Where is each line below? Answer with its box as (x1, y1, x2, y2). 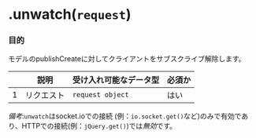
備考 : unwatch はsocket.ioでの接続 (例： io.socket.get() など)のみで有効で (8, 111, 242, 121)
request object (72, 90, 129, 100)
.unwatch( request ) (8, 5, 132, 24)
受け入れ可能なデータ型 (72, 74, 160, 85)
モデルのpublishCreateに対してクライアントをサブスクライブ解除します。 (8, 54, 246, 64)
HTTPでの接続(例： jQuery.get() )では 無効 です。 (21, 122, 177, 131)
